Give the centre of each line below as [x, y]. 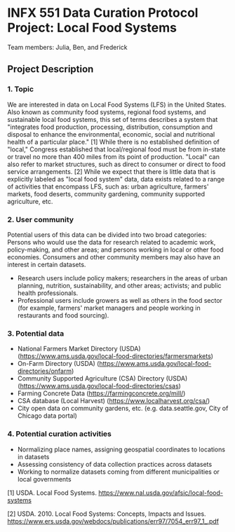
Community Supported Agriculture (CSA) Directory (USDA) [102, 378]
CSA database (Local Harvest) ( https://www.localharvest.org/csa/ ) [114, 401]
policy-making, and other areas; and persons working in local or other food [116, 250]
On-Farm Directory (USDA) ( [58, 364]
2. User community [41, 219]
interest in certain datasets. [47, 264]
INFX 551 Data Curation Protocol [103, 13]
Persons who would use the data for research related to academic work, [112, 242]
